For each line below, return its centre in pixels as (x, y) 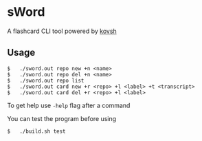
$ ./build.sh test (37, 131)
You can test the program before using (62, 118)
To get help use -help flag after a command (69, 105)
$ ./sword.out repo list (46, 80)
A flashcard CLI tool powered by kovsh (62, 31)
